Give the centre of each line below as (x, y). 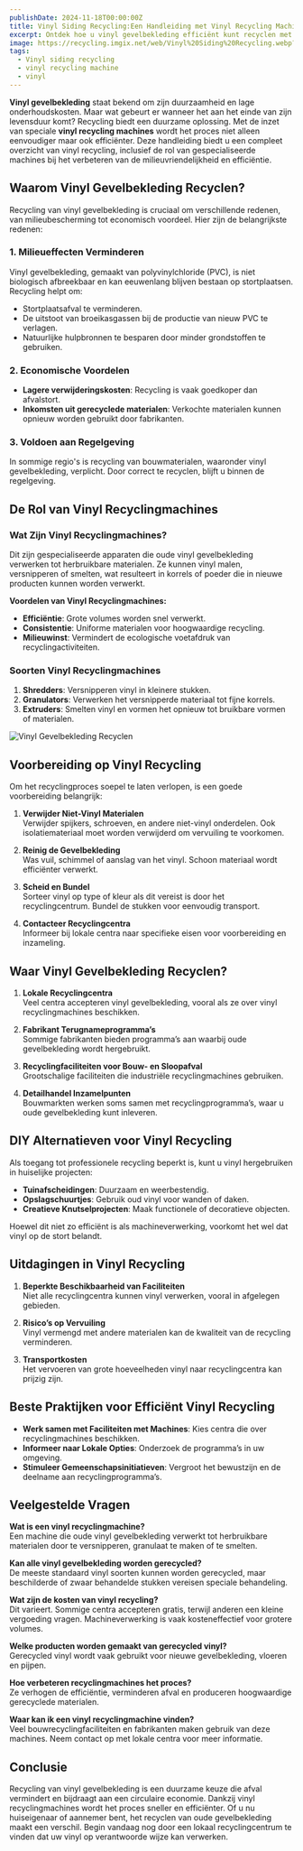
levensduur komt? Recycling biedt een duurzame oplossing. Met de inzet (144, 121)
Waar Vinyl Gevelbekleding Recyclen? (119, 971)
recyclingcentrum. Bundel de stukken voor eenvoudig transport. (141, 906)
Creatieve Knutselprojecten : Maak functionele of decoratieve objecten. (156, 1208)
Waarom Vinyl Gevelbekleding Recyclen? (127, 188)
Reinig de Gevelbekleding (71, 850)
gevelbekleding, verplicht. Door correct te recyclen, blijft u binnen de (137, 471)
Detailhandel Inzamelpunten (76, 1094)
